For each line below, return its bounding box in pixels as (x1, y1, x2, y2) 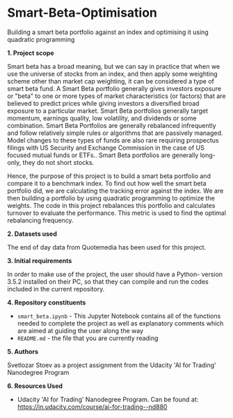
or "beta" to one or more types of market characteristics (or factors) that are (7, 92, 226, 100)
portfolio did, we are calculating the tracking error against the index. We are (7, 186, 224, 195)
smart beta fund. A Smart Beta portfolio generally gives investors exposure (7, 84, 221, 93)
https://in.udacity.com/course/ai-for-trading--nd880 (17, 402, 168, 411)
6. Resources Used (7, 381, 63, 390)
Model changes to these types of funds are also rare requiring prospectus (7, 136, 219, 144)
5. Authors (7, 347, 39, 355)
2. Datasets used (7, 230, 58, 238)
